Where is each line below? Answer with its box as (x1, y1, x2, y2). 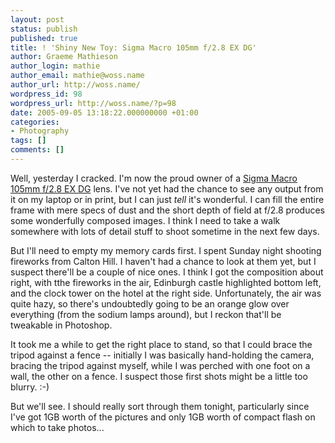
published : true (10, 33, 78, 43)
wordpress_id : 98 (10, 89, 83, 99)
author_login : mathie (10, 61, 101, 71)
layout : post (10, 14, 65, 25)
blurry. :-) (10, 381, 50, 393)
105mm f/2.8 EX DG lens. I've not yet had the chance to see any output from (10, 182, 324, 195)
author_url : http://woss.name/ (10, 80, 141, 90)
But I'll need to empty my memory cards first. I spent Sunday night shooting (10, 244, 322, 256)
